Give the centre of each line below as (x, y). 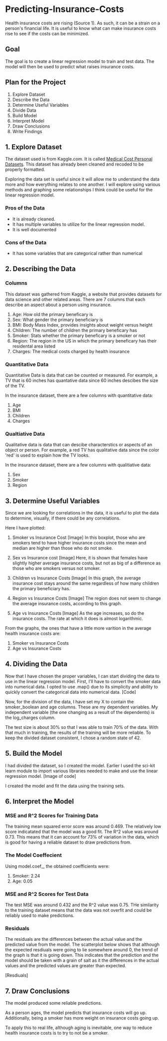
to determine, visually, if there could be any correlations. (63, 518)
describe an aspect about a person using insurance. (58, 305)
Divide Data (24, 110)
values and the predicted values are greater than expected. (66, 966)
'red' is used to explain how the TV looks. (47, 455)
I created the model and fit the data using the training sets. (65, 786)
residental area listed (34, 346)
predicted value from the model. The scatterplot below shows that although (83, 945)
